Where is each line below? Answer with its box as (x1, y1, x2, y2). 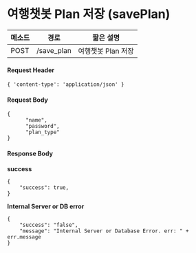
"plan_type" (25, 129, 60, 136)
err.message (7, 233, 41, 241)
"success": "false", (19, 221, 78, 228)
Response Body (7, 149, 54, 157)
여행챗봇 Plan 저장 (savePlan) (7, 6, 171, 22)
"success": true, (19, 184, 69, 191)
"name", (25, 117, 48, 124)
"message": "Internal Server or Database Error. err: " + (19, 228, 189, 234)
